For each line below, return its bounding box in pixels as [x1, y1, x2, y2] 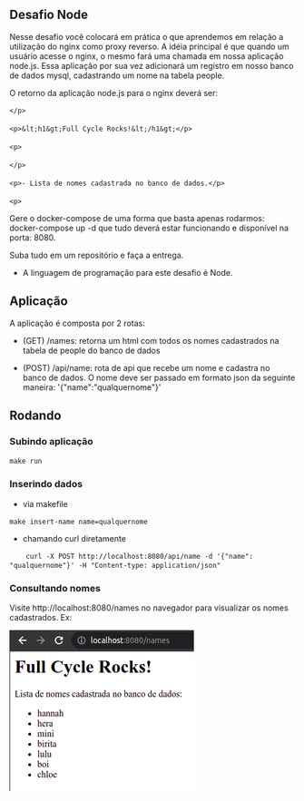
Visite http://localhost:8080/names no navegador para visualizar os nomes [9, 602, 289, 613]
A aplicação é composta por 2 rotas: [9, 317, 145, 328]
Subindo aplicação [9, 435, 93, 447]
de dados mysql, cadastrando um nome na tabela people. [9, 70, 225, 81]
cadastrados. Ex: [9, 611, 73, 622]
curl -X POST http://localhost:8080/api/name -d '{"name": [25, 552, 254, 561]
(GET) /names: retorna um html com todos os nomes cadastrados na [22, 335, 279, 346]
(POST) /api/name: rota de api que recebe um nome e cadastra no [22, 362, 270, 373]
